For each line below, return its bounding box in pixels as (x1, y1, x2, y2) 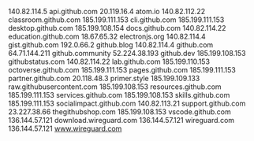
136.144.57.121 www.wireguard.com (8, 124, 122, 133)
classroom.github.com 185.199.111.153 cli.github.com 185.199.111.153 (8, 15, 225, 24)
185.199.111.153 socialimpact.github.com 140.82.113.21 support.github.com (8, 98, 246, 108)
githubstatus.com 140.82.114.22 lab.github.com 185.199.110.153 (8, 57, 211, 66)
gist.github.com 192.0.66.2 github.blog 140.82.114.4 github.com (8, 40, 214, 50)
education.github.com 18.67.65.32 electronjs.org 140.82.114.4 (8, 32, 207, 41)
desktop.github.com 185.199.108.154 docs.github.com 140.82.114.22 (8, 24, 226, 32)
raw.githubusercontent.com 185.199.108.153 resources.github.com (8, 82, 222, 91)
